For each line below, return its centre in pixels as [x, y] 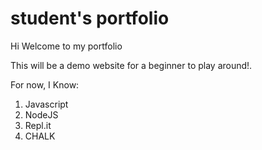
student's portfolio [90, 18]
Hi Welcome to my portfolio [66, 46]
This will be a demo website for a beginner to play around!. [131, 65]
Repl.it [38, 125]
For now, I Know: [45, 84]
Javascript [46, 104]
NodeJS [41, 114]
